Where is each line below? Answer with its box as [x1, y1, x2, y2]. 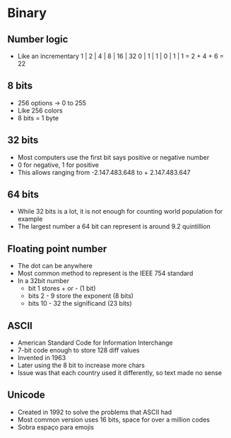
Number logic [7, 33, 69, 45]
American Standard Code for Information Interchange [17, 338, 173, 347]
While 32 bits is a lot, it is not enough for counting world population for [17, 207, 223, 216]
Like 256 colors [17, 106, 63, 115]
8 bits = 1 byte [17, 113, 59, 122]
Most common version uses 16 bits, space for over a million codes [17, 415, 211, 424]
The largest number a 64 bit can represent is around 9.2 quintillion [17, 222, 211, 231]
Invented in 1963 [17, 354, 66, 362]
